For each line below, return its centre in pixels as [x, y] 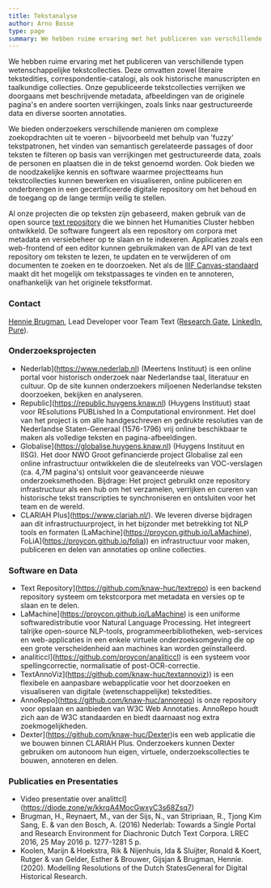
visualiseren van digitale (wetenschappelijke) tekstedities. [116, 692]
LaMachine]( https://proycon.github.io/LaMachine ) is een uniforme [130, 614]
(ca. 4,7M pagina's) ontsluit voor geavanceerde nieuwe [112, 472]
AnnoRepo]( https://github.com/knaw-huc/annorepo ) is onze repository [138, 700]
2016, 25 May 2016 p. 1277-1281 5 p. [80, 842]
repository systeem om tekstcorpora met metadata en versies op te [132, 597]
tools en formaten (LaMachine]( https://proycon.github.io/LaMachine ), [136, 532]
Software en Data [43, 570]
